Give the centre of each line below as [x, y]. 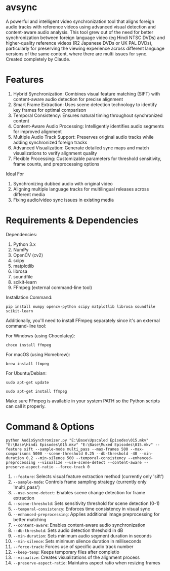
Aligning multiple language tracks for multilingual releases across [81, 189]
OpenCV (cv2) [28, 255]
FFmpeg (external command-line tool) [53, 287]
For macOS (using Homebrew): [38, 354]
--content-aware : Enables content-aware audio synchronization [79, 525]
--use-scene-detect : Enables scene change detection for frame [79, 492]
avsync [22, 7]
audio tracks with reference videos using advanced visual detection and [81, 26]
